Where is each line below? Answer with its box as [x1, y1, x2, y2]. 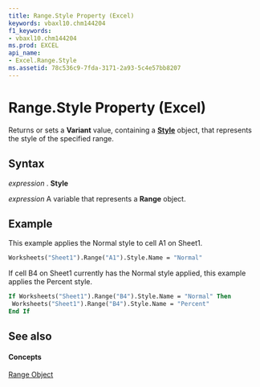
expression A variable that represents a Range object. [8, 193, 186, 203]
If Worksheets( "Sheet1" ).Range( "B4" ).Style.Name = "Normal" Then [8, 292, 231, 301]
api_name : [8, 49, 42, 57]
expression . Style [8, 178, 69, 188]
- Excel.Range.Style [8, 57, 78, 65]
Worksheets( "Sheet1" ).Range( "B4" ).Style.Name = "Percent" [11, 300, 210, 308]
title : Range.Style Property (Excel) [8, 11, 135, 20]
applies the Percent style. [8, 277, 93, 287]
